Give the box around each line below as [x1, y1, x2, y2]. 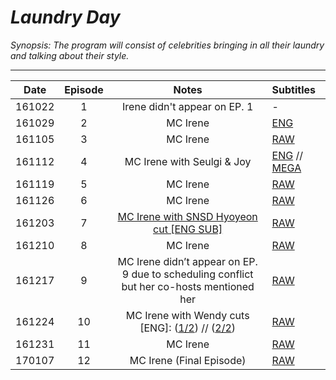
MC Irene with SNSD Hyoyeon [117, 209, 258, 223]
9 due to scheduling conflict [121, 267, 254, 281]
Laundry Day [10, 6, 121, 29]
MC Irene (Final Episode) [129, 353, 247, 367]
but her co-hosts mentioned [121, 279, 255, 293]
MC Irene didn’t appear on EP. [117, 254, 258, 268]
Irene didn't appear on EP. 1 [122, 99, 254, 113]
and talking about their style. [10, 49, 130, 61]
